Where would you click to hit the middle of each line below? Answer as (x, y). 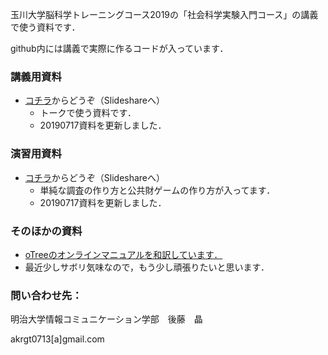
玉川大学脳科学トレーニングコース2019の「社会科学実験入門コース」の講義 (164, 14)
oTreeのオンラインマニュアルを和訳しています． (123, 254)
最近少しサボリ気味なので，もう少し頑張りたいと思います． (147, 267)
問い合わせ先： (46, 295)
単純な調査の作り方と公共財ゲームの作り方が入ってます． (157, 190)
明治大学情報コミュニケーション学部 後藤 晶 (106, 319)
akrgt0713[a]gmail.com (57, 339)
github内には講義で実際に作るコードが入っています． (119, 48)
